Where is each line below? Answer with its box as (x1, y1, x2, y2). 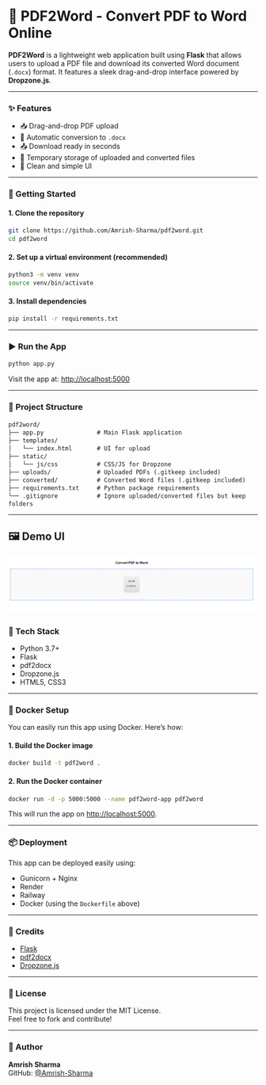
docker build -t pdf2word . (8, 759, 101, 767)
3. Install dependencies (8, 296, 87, 306)
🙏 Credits (8, 926, 45, 937)
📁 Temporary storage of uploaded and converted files (19, 153, 196, 162)
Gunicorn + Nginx (19, 873, 78, 883)
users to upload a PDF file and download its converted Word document (8, 59, 240, 68)
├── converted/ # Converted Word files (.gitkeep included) (8, 476, 246, 484)
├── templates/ (8, 436, 59, 445)
